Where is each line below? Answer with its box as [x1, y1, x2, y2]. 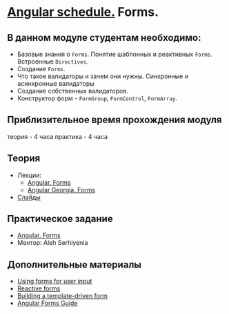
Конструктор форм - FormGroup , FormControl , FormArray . [17, 94, 178, 102]
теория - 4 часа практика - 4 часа [7, 132, 108, 140]
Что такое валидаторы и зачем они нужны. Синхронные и [17, 72, 188, 80]
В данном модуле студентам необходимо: [7, 32, 201, 44]
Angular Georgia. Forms [27, 185, 95, 194]
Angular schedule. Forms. [7, 4, 159, 20]
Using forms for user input [17, 277, 92, 286]
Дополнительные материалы [7, 259, 142, 270]
